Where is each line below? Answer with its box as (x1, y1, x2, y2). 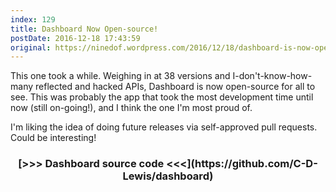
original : (10, 42, 52, 53)
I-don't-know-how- (232, 70, 313, 82)
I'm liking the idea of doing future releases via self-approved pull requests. (10, 121, 318, 133)
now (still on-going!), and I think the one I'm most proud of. (10, 102, 253, 114)
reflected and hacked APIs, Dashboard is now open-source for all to (34, 81, 316, 93)
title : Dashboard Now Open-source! (10, 24, 159, 34)
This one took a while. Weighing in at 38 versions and (10, 70, 231, 82)
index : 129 (10, 14, 56, 25)
